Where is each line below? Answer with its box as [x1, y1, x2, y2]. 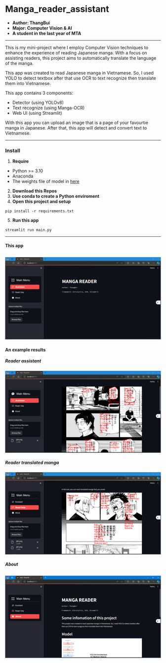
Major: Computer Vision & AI [12, 25, 73, 31]
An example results [5, 347, 46, 353]
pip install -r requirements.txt [5, 209, 74, 214]
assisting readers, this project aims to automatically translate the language [5, 55, 157, 61]
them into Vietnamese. [5, 80, 51, 86]
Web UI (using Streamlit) [12, 110, 63, 116]
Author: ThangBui [12, 20, 50, 26]
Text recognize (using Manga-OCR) [12, 105, 85, 111]
